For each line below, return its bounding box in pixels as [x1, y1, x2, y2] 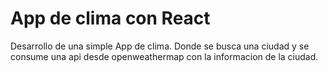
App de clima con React [10, 7, 211, 30]
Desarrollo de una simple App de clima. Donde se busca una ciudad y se [10, 40, 310, 52]
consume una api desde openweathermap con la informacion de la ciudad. [10, 50, 319, 62]
